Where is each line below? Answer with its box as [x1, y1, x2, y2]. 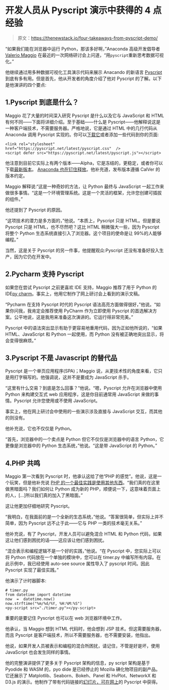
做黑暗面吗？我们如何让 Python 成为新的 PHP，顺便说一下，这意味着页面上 [5, 486, 161, 492]
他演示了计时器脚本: [5, 578, 47, 584]
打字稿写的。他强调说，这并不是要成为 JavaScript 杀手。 [14, 374, 132, 380]
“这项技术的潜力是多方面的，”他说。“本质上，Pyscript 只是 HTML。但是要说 [5, 217, 160, 223]
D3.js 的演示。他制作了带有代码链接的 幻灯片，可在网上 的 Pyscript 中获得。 [5, 679, 160, 685]
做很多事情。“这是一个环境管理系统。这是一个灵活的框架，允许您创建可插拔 [5, 189, 162, 195]
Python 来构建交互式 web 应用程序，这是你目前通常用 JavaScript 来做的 [5, 391, 155, 397]
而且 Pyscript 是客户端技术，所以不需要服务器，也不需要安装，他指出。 [5, 632, 153, 638]
